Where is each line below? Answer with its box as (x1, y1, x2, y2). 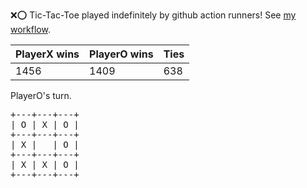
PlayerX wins (15, 47, 80, 61)
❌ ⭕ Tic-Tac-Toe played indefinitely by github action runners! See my (10, 9, 297, 21)
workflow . (10, 24, 51, 35)
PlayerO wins (89, 47, 154, 61)
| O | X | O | (10, 119, 80, 130)
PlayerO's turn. (10, 90, 72, 101)
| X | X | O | (10, 159, 80, 170)
